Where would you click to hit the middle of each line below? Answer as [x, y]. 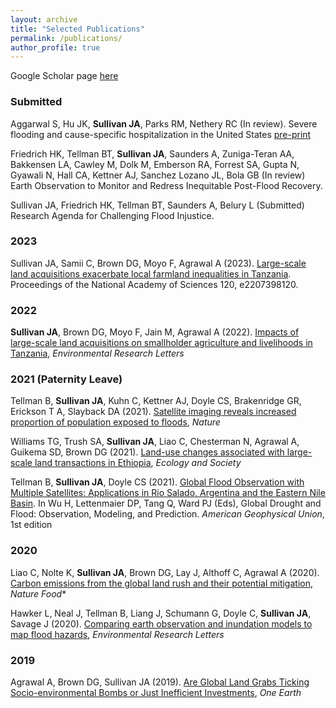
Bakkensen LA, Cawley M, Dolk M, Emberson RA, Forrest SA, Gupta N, [155, 164]
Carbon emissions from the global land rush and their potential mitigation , [161, 583]
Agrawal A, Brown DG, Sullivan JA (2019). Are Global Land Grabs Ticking [160, 682]
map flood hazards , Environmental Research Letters [117, 634]
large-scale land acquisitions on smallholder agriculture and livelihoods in [161, 343]
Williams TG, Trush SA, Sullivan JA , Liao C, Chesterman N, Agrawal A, [155, 442]
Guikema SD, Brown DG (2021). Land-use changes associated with [147, 452]
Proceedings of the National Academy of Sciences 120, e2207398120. [154, 284]
